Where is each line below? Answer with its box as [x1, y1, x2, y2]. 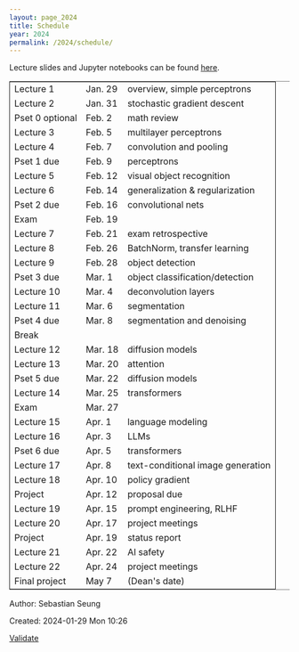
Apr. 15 [85, 502, 117, 515]
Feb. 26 [85, 242, 118, 255]
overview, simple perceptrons [127, 83, 252, 95]
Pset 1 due [14, 155, 60, 167]
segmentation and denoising [127, 314, 246, 327]
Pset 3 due [14, 271, 60, 283]
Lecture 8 [14, 242, 55, 255]
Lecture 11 [14, 300, 61, 313]
